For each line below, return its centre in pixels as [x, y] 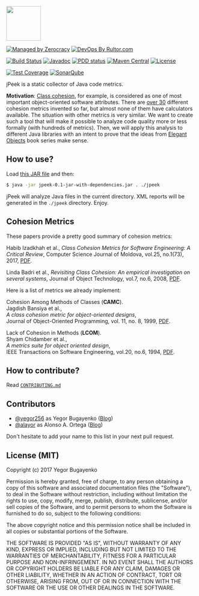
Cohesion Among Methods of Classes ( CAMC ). [65, 302]
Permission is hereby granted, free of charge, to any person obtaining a [95, 481]
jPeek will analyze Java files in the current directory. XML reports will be [96, 196]
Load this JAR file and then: [40, 174]
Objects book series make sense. [47, 140]
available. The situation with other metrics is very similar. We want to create [100, 115]
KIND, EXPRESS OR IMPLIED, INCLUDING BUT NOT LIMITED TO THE [91, 549]
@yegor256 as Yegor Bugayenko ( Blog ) [64, 418]
